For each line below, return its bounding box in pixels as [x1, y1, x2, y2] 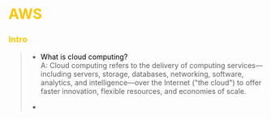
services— [226, 61, 263, 70]
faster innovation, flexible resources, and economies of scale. [40, 87, 247, 96]
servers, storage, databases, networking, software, [72, 70, 244, 79]
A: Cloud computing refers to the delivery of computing [40, 61, 226, 70]
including [40, 70, 71, 79]
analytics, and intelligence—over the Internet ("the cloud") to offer [40, 78, 262, 87]
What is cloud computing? [40, 52, 128, 62]
